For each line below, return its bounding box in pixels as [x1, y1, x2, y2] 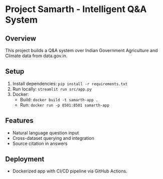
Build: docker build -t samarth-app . [20, 96, 98, 102]
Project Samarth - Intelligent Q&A [5, 4, 147, 15]
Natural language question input [12, 129, 79, 136]
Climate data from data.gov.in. [5, 53, 68, 59]
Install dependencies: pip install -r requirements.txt [12, 80, 128, 86]
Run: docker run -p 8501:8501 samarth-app [20, 102, 109, 108]
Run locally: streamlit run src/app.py [12, 86, 92, 92]
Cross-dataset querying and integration [12, 135, 94, 141]
